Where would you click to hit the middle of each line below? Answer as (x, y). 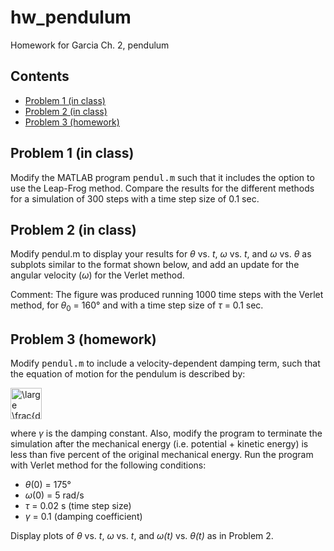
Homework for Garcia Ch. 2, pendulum (90, 45)
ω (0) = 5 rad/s (54, 495)
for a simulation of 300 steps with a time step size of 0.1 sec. (135, 198)
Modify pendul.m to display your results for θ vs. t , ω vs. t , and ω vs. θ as (161, 254)
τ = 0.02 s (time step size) (78, 505)
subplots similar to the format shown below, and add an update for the (155, 265)
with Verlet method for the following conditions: (108, 465)
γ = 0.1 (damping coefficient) (83, 516)
